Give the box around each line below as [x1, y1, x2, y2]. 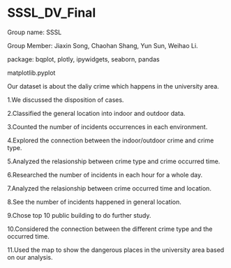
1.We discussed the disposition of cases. [7, 96, 124, 104]
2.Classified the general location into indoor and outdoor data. [7, 109, 186, 117]
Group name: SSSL [7, 28, 62, 36]
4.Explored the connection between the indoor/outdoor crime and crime [7, 136, 214, 144]
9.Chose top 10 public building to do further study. [7, 211, 151, 219]
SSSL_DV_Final [7, 5, 96, 21]
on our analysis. [7, 253, 54, 261]
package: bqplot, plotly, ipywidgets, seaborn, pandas [7, 54, 160, 64]
